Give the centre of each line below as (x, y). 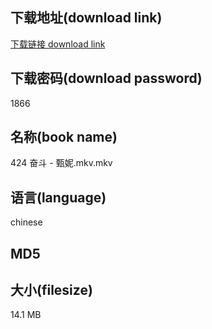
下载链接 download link (58, 44)
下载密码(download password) (106, 78)
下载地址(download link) (86, 18)
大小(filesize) (51, 290)
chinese (26, 222)
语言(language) (58, 197)
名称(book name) (64, 137)
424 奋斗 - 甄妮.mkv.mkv (61, 163)
